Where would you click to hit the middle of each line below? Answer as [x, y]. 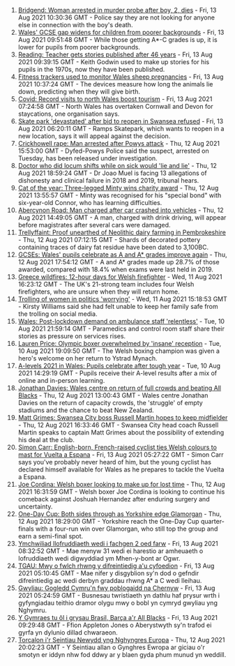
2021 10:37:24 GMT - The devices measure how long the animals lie [115, 84]
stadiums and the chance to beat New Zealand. [86, 410]
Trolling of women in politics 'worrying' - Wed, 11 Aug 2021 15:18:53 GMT [122, 299]
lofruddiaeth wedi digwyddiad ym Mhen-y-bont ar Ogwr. [99, 558]
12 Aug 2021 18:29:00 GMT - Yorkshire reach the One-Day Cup [108, 521]
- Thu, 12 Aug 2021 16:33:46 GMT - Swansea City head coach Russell [118, 425]
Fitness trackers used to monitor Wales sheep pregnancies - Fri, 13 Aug [121, 77]
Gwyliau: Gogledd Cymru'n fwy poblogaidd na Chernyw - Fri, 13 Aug [116, 588]
